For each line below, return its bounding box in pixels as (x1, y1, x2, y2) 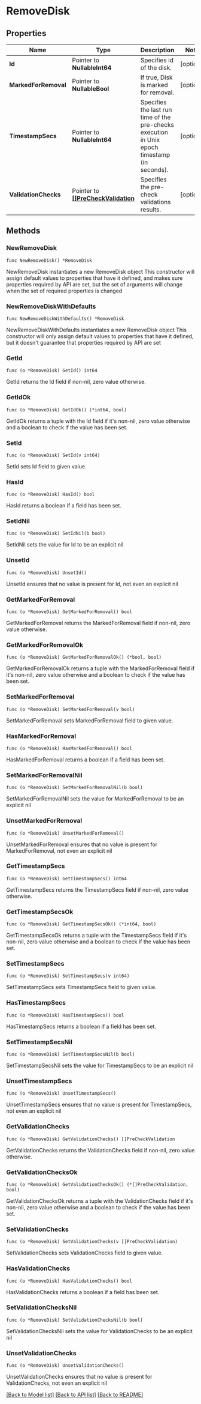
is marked (140, 81, 169, 89)
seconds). (140, 166, 169, 174)
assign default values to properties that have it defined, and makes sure (6, 274, 183, 282)
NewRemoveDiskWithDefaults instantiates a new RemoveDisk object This (6, 326, 187, 333)
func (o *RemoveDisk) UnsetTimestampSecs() (6, 1091, 117, 1097)
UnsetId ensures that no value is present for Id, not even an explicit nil (6, 580, 178, 587)
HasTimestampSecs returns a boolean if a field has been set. (6, 1023, 157, 1030)
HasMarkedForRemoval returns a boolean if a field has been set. (6, 755, 165, 763)
